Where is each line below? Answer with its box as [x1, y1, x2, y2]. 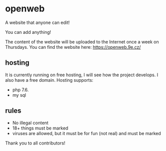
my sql [12, 92, 26, 98]
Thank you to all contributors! [5, 140, 66, 146]
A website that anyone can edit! [5, 19, 70, 25]
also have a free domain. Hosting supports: [5, 77, 93, 83]
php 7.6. [12, 87, 29, 93]
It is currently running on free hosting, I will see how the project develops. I [5, 72, 158, 78]
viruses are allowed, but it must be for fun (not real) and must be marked [12, 130, 162, 136]
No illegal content [12, 120, 49, 126]
